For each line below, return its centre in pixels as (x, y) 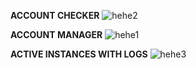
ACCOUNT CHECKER (55, 15)
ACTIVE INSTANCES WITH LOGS (79, 54)
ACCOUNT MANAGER (56, 34)
